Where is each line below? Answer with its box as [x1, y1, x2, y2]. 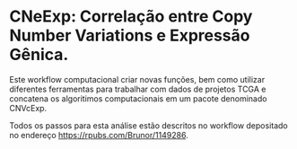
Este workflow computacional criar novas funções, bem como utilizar [9, 74, 266, 84]
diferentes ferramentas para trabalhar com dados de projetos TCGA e [9, 83, 266, 94]
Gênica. [9, 45, 69, 65]
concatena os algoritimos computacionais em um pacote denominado [9, 92, 267, 104]
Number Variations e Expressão [9, 25, 250, 46]
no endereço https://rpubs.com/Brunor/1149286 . [9, 129, 188, 140]
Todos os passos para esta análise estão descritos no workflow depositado [9, 119, 289, 131]
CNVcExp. [9, 102, 48, 113]
